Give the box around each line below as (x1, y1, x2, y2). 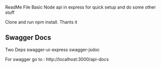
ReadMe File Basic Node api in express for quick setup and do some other (5, 4, 156, 10)
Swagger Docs (5, 33, 51, 42)
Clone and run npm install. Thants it (5, 19, 78, 25)
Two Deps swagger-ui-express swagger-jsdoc (5, 47, 100, 53)
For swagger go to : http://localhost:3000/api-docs (5, 56, 109, 62)
